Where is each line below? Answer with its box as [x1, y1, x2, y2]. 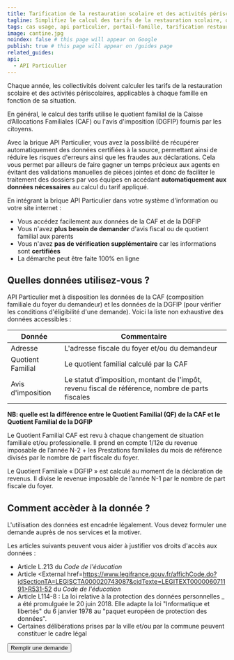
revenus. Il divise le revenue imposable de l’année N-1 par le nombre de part [7, 474, 226, 483]
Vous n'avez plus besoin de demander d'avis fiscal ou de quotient [17, 224, 209, 233]
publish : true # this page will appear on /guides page [7, 43, 173, 50]
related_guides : [7, 50, 54, 57]
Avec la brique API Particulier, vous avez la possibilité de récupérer [7, 138, 199, 147]
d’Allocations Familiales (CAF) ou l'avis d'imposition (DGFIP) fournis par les [7, 117, 221, 126]
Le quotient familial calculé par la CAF [64, 359, 188, 369]
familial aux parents [17, 232, 74, 240]
